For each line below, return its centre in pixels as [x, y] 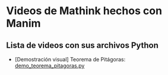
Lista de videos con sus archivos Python [83, 45]
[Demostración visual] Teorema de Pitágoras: [70, 59]
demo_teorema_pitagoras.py [50, 66]
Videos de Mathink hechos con [84, 11]
